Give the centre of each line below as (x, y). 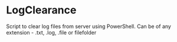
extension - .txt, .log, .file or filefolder (51, 32)
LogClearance (41, 10)
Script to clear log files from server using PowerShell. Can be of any (88, 26)
